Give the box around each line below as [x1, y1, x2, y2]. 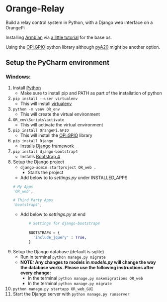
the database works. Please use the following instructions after [20, 264, 154, 270]
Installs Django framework [20, 143, 74, 149]
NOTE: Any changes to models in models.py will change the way [20, 259, 156, 265]
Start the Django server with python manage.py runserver [12, 291, 130, 297]
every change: [20, 270, 51, 276]
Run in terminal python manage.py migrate [20, 254, 106, 260]
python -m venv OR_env [12, 106, 60, 112]
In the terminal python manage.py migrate [27, 280, 112, 286]
